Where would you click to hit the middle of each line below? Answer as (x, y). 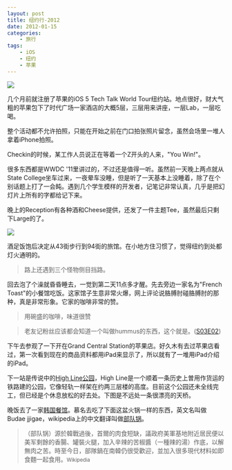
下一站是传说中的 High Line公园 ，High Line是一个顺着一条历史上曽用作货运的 (116, 378)
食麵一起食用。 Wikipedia (57, 459)
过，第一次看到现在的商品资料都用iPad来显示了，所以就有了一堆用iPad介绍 (113, 354)
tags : (15, 46)
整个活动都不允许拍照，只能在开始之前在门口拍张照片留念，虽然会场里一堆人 (116, 131)
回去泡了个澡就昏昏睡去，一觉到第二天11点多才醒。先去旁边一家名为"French (115, 284)
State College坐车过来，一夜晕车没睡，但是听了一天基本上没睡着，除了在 (111, 177)
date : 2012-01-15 (32, 26)
